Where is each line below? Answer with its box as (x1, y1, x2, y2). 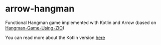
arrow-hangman (5, 3, 75, 14)
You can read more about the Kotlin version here (5, 34, 105, 40)
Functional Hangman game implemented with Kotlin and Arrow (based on (5, 19, 156, 25)
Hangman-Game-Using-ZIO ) (5, 24, 65, 30)
